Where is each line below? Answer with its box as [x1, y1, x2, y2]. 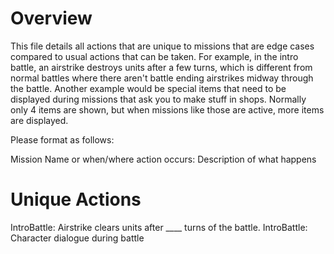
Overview [10, 7, 93, 30]
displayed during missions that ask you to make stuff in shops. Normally [10, 93, 307, 105]
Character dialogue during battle [10, 232, 145, 244]
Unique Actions [10, 188, 142, 211]
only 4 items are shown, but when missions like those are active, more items [10, 103, 325, 116]
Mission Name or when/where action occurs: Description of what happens [10, 153, 317, 165]
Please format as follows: [10, 133, 115, 146]
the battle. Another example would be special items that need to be [10, 82, 287, 94]
